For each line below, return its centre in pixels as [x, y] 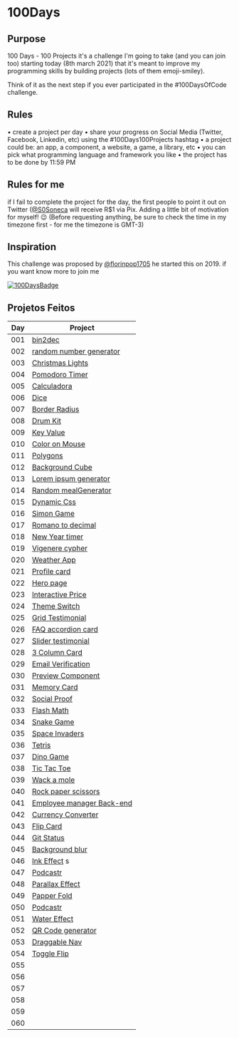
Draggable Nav [57, 942]
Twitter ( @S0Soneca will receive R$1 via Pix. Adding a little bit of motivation [118, 209]
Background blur [59, 850]
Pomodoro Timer [60, 375]
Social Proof [52, 699]
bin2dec [46, 340]
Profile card [51, 572]
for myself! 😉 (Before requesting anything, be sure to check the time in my [117, 217]
